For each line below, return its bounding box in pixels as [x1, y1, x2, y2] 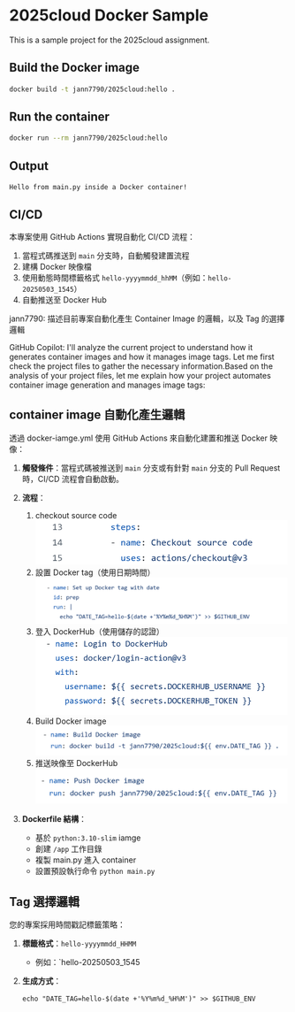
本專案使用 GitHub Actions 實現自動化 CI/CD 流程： [9, 231, 196, 241]
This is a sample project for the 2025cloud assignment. [9, 34, 210, 45]
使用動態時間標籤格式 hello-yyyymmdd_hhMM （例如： [21, 272, 208, 283]
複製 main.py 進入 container [34, 855, 137, 865]
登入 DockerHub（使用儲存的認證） [34, 626, 165, 637]
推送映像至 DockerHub [34, 758, 118, 769]
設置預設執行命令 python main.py [34, 866, 155, 877]
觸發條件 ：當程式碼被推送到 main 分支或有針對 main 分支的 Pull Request [21, 462, 281, 473]
